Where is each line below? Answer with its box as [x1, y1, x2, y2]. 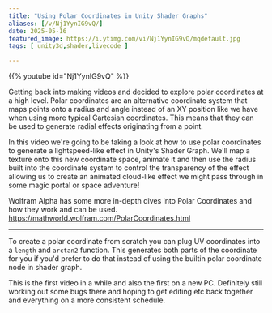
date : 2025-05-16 [8, 27, 67, 35]
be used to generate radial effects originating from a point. [8, 122, 204, 131]
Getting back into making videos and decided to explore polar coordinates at [8, 87, 264, 97]
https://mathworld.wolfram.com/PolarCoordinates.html [8, 213, 191, 223]
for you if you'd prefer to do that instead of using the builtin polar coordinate [8, 254, 263, 264]
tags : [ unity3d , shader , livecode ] [8, 42, 129, 50]
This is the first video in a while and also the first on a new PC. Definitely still [8, 278, 263, 288]
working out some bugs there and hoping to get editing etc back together [8, 287, 253, 297]
